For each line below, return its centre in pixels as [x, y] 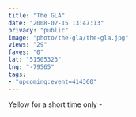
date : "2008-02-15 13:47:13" [56, 23]
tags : [17, 74]
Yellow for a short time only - [55, 104]
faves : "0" [26, 52]
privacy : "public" [38, 30]
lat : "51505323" [35, 60]
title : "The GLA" [37, 15]
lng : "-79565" [32, 67]
